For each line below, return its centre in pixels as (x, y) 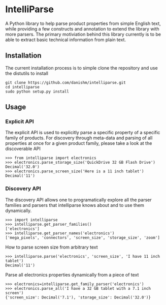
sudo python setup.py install (37, 91)
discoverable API (23, 149)
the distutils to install (27, 73)
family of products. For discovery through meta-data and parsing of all (79, 138)
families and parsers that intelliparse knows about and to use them (75, 205)
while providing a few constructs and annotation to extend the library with (82, 28)
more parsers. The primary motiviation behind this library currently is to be (83, 34)
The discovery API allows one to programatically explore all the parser (79, 200)
